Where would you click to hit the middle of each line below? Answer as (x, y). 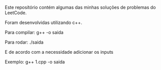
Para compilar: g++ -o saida (34, 32)
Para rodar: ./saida (24, 42)
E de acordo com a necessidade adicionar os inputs (59, 52)
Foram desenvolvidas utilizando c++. (44, 23)
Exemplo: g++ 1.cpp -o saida (35, 62)
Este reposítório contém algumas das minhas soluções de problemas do (81, 7)
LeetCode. (16, 13)
